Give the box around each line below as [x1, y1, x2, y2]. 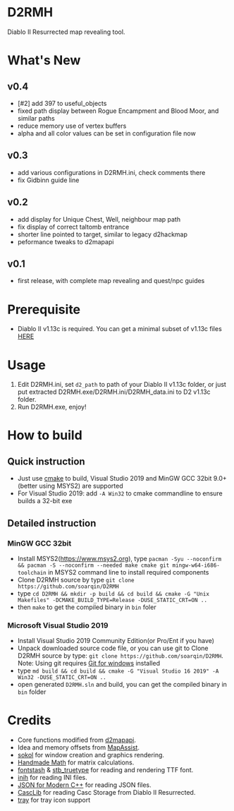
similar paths [17, 114, 55, 122]
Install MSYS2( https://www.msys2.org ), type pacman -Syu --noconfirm [17, 554, 222, 563]
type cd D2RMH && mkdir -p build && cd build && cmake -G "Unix [17, 589, 210, 597]
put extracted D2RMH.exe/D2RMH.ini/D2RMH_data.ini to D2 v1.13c [17, 388, 211, 396]
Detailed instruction [7, 517, 97, 529]
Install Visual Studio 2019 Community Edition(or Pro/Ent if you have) [17, 637, 215, 645]
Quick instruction [7, 455, 86, 467]
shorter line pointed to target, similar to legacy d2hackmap [17, 230, 188, 239]
